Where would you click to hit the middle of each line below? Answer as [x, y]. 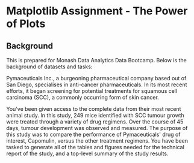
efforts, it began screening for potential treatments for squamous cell [92, 91]
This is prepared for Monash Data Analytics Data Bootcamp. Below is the [96, 60]
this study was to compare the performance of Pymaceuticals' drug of [93, 134]
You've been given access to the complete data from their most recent [94, 109]
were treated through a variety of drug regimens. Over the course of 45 [95, 122]
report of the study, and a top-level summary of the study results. [87, 153]
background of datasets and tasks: [49, 67]
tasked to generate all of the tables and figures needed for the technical [95, 147]
